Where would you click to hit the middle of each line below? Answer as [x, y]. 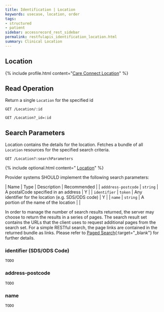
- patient [15, 28]
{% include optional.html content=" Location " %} [54, 168]
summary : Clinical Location [34, 42]
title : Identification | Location [40, 10]
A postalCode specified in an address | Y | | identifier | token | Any [74, 192]
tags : [11, 19]
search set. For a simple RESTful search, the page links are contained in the [81, 228]
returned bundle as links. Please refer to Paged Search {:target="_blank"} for [82, 233]
